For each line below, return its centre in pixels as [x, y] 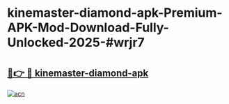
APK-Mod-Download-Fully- [88, 28]
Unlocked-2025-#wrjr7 [76, 43]
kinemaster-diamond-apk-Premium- [115, 13]
